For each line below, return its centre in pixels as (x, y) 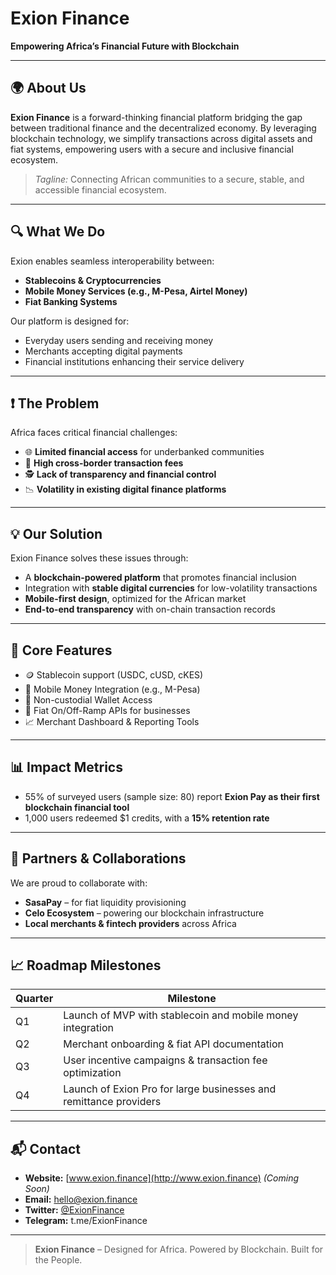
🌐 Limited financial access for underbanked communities (144, 452)
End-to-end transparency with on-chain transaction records (150, 609)
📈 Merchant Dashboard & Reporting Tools (112, 721)
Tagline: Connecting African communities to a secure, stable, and (169, 179)
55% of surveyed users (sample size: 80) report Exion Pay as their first (172, 796)
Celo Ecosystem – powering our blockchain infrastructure (144, 913)
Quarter (34, 999)
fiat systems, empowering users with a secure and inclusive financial (152, 149)
